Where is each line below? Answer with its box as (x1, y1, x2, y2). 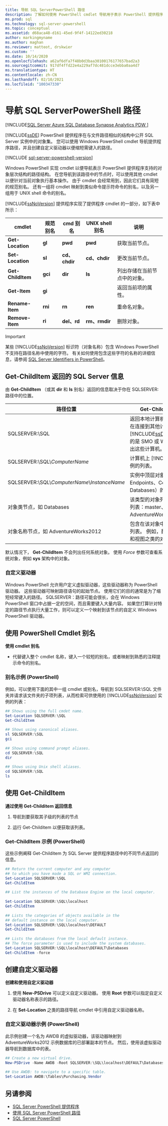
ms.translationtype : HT (5, 68, 55, 73)
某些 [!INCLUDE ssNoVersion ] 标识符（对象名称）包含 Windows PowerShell (5, 344, 159, 350)
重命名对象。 (116, 303, 147, 310)
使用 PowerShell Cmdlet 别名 (5, 629, 96, 638)
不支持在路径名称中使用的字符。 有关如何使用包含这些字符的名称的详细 (5, 350, 151, 356)
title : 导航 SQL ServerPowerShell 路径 (5, 7, 85, 13)
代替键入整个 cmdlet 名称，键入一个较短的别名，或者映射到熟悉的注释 (12, 654, 156, 660)
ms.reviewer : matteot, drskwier (5, 45, 72, 50)
